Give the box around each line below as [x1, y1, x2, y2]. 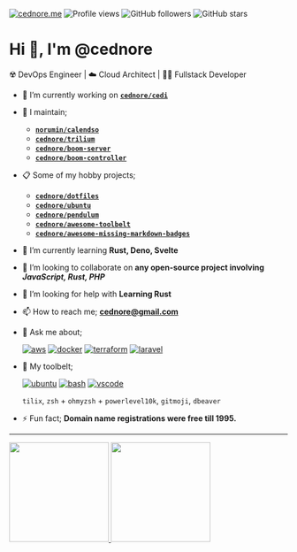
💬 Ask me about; [21, 326, 82, 337]
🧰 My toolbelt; [21, 361, 73, 372]
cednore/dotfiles [34, 191, 100, 201]
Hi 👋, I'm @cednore [9, 40, 153, 59]
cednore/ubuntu [34, 201, 91, 210]
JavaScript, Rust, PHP [21, 271, 106, 282]
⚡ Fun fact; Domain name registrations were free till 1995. [21, 412, 237, 424]
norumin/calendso [34, 125, 100, 134]
